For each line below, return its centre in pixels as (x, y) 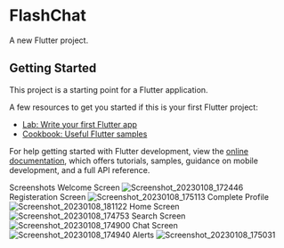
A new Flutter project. (49, 40)
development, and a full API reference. (80, 169)
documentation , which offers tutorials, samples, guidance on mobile (134, 161)
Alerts (143, 235)
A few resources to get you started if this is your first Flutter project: (134, 107)
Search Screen (158, 216)
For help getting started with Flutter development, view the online (129, 151)
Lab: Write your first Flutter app (80, 124)
